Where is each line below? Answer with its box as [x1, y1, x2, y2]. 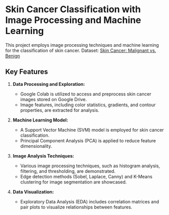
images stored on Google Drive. [20, 96, 87, 102]
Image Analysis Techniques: [12, 152, 75, 159]
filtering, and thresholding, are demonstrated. [20, 168, 116, 174]
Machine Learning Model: [12, 117, 69, 123]
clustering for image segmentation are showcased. [20, 179, 127, 185]
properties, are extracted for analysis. [20, 107, 99, 113]
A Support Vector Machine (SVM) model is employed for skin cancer [20, 127, 164, 133]
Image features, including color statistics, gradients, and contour [20, 102, 156, 108]
